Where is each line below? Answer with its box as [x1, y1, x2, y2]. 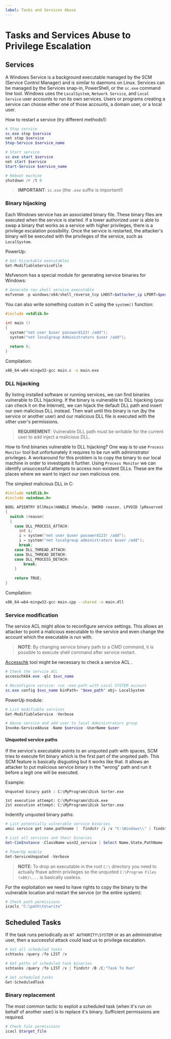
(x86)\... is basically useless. [17, 874, 82, 880]
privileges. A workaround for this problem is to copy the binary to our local [5, 455, 161, 461]
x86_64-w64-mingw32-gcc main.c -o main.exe [5, 368, 99, 373]
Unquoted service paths [5, 736, 58, 742]
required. [5, 1014, 24, 1020]
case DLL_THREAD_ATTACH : [14, 547, 67, 552]
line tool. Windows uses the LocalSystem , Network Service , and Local [5, 90, 149, 96]
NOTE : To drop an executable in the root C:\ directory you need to [17, 863, 157, 869]
